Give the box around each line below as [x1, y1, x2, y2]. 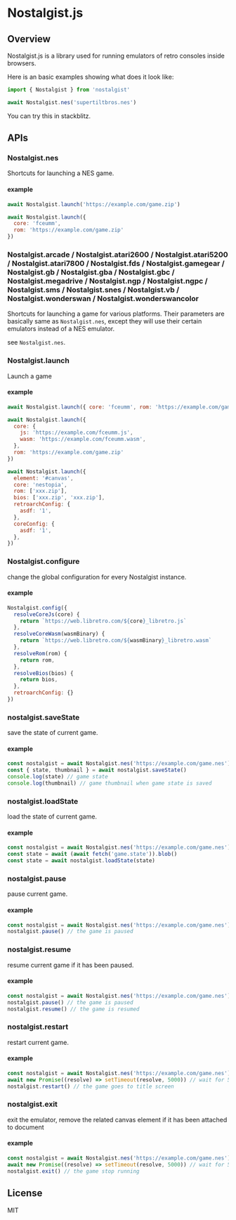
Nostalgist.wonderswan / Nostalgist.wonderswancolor [7, 293, 199, 303]
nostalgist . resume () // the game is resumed [7, 1006, 140, 1013]
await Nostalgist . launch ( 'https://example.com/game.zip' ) [7, 200, 181, 208]
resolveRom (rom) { [13, 650, 68, 657]
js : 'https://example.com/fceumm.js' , [20, 429, 133, 437]
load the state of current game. [7, 812, 97, 821]
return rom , [20, 656, 55, 664]
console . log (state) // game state [7, 773, 109, 781]
